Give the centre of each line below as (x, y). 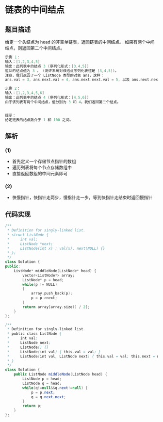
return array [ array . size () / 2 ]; (56, 307)
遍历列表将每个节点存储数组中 (42, 167)
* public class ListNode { (34, 334)
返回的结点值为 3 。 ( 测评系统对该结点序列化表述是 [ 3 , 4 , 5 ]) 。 (62, 71)
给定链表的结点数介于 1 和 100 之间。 (39, 120)
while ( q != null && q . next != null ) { (55, 388)
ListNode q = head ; (42, 383)
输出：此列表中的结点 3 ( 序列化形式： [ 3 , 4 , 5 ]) (47, 66)
